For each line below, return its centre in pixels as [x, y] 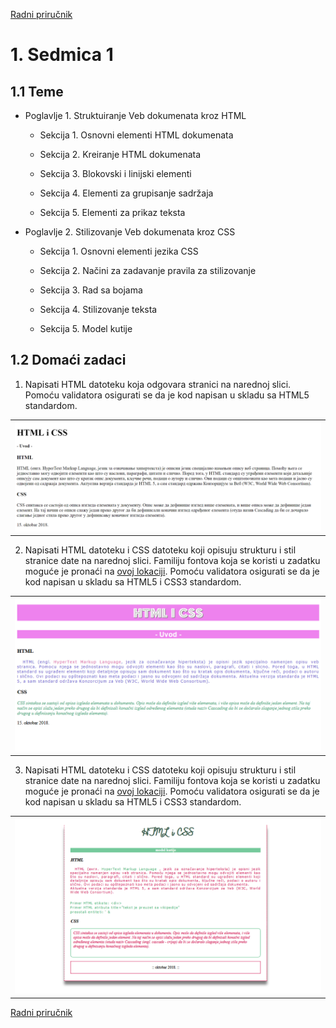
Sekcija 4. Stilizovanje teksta [98, 309]
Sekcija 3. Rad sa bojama [91, 290]
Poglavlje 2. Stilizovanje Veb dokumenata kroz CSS [130, 232]
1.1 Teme [37, 91]
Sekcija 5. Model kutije [86, 328]
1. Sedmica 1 [62, 55]
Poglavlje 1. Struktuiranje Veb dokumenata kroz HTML [135, 115]
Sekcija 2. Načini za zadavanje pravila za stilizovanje [148, 270]
